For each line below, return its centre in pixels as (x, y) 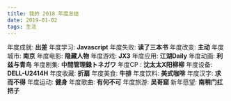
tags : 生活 (22, 26)
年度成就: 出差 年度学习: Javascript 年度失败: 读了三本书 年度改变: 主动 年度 (115, 47)
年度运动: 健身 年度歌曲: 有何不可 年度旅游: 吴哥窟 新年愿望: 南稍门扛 (125, 82)
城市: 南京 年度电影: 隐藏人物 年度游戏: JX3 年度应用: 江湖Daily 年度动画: (111, 56)
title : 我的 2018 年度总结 (43, 14)
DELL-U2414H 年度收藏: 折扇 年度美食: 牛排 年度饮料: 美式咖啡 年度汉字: (110, 73)
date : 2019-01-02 (32, 20)
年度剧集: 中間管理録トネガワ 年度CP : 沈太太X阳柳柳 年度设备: (123, 65)
